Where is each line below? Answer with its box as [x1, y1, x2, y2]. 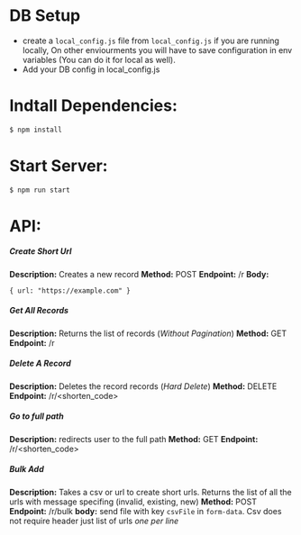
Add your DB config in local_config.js [22, 64, 160, 75]
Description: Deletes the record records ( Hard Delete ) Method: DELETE [9, 380, 278, 392]
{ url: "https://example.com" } [9, 286, 131, 295]
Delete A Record [9, 358, 72, 369]
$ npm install [9, 125, 63, 134]
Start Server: [9, 155, 108, 176]
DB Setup [9, 5, 81, 26]
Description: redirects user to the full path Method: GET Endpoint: [9, 433, 259, 444]
